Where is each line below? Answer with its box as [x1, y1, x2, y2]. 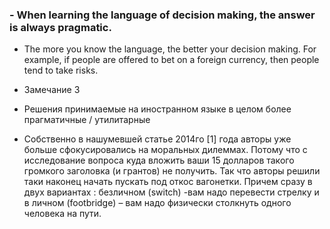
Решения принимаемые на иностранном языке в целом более [23, 103, 292, 115]
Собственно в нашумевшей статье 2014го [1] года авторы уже [23, 133, 292, 145]
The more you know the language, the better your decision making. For [23, 43, 317, 55]
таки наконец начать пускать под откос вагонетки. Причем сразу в [23, 176, 313, 188]
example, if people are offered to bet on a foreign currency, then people [23, 54, 320, 66]
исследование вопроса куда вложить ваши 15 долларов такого [23, 154, 295, 167]
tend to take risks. [23, 64, 99, 77]
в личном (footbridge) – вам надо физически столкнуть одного [23, 197, 292, 209]
